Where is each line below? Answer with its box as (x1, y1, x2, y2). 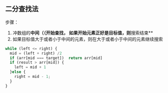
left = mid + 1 (14, 65, 46, 70)
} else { (10, 69, 26, 74)
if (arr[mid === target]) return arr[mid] (10, 55, 102, 60)
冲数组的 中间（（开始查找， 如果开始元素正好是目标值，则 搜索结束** (12, 30, 153, 36)
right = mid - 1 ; (14, 74, 51, 79)
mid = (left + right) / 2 (10, 51, 62, 56)
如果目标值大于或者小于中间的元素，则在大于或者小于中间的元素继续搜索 (12, 36, 163, 42)
